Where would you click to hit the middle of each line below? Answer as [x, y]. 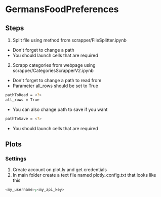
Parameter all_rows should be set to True [55, 86]
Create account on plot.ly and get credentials [60, 170]
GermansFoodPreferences [62, 9]
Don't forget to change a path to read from [57, 80]
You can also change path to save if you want [60, 109]
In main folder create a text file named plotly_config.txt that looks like [84, 175]
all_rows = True [22, 100]
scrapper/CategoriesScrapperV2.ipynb [53, 70]
